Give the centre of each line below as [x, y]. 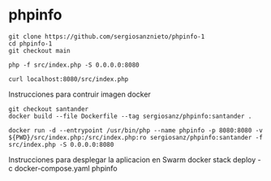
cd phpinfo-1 [30, 43]
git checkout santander [49, 109]
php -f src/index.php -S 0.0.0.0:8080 [74, 65]
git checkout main [39, 50]
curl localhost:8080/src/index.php [69, 79]
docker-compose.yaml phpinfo [66, 168]
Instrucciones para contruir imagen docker [80, 94]
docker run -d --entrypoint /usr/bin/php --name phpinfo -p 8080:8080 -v [136, 130]
